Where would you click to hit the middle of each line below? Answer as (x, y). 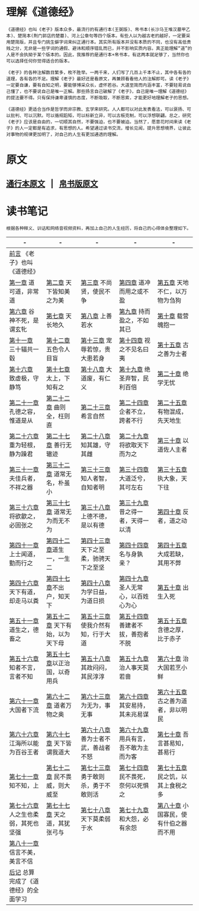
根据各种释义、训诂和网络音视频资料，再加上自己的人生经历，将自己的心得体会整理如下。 (99, 228)
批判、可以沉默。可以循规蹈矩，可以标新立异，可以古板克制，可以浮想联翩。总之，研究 (101, 115)
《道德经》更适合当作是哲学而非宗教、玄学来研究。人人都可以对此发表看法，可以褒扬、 (97, 109)
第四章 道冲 (135, 282)
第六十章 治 (173, 659)
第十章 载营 (173, 316)
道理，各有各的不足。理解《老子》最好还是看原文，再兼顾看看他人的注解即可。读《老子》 (99, 79)
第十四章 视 (135, 341)
